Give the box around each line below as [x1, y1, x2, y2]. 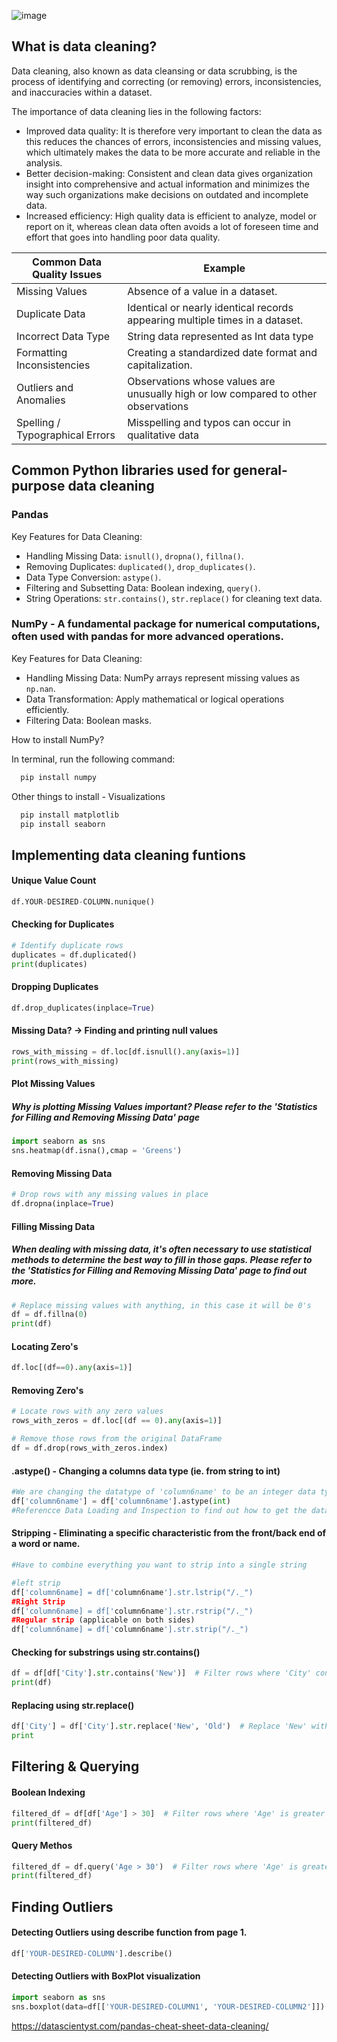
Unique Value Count [11, 875, 97, 887]
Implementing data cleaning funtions [11, 846, 246, 864]
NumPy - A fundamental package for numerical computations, [11, 617, 321, 631]
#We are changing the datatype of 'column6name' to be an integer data [11, 1487, 316, 1497]
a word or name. [11, 1538, 81, 1550]
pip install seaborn [20, 819, 106, 829]
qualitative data [127, 428, 199, 442]
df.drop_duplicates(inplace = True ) [11, 1003, 156, 1013]
